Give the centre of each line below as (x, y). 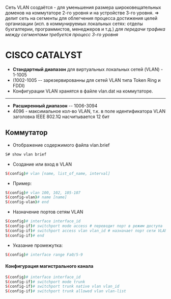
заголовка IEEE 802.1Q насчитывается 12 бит (61, 117)
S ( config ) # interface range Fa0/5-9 (44, 255)
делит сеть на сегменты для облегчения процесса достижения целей (81, 18)
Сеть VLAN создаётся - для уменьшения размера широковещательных (83, 7)
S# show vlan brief (26, 154)
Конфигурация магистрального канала (49, 266)
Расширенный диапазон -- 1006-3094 (55, 106)
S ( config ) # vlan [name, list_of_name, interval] (58, 173)
